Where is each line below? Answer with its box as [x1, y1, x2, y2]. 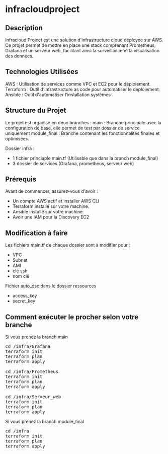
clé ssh [12, 268, 28, 274]
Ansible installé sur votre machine [12, 209, 83, 215]
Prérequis [5, 175, 37, 184]
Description [5, 24, 43, 32]
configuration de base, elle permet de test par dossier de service [5, 125, 140, 131]
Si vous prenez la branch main [5, 334, 68, 340]
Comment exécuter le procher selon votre [5, 313, 139, 321]
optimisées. [5, 135, 29, 141]
